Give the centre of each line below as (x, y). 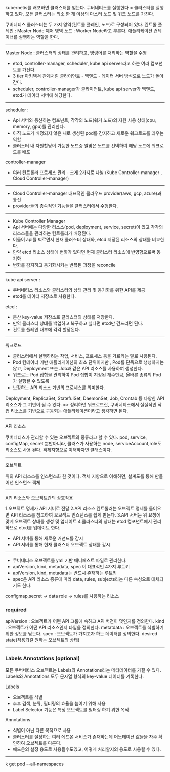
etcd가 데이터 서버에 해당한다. (42, 95)
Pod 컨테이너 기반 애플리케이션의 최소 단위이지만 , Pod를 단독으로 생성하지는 (88, 362)
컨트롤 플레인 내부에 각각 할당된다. (46, 330)
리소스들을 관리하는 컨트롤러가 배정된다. (52, 233)
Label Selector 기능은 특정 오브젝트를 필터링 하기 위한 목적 (71, 709)
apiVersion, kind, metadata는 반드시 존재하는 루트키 (65, 573)
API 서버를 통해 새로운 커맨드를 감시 (48, 538)
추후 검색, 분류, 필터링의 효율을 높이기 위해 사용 (59, 703)
